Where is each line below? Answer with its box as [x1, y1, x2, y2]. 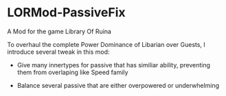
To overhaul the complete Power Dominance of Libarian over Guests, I [7, 40, 206, 48]
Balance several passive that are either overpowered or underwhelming [16, 81, 220, 89]
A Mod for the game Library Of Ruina [7, 27, 112, 35]
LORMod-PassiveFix [7, 5, 126, 20]
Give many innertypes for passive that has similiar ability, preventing [16, 61, 211, 69]
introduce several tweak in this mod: [7, 48, 110, 56]
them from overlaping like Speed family [16, 68, 128, 76]
